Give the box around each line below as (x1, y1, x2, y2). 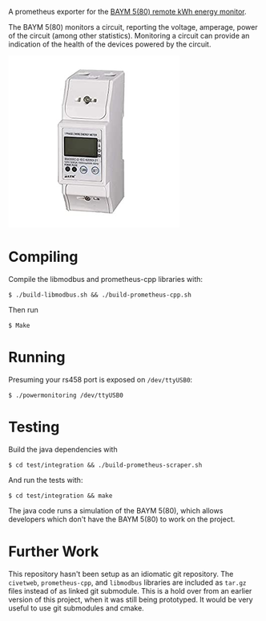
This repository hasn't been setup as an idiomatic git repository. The (8, 569, 234, 578)
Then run (8, 304, 38, 314)
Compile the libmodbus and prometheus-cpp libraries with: (8, 274, 203, 284)
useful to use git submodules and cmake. (8, 603, 144, 613)
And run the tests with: (8, 475, 83, 484)
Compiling (8, 248, 79, 266)
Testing (8, 418, 60, 436)
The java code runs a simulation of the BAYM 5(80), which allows (8, 505, 224, 515)
